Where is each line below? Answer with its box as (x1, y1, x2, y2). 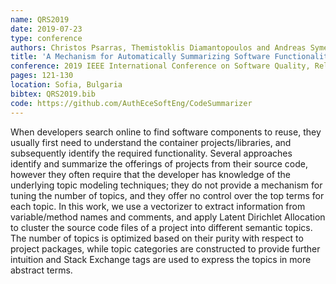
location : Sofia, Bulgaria (10, 80, 123, 90)
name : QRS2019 (10, 14, 70, 25)
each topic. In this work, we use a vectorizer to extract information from (10, 200, 306, 212)
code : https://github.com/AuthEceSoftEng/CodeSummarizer (10, 98, 253, 108)
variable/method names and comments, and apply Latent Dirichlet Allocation (10, 211, 326, 223)
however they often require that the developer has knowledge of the (10, 168, 292, 180)
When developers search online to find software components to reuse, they (10, 126, 322, 138)
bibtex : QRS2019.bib (10, 89, 97, 99)
